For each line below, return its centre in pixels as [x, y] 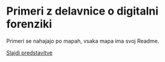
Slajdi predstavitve [29, 52]
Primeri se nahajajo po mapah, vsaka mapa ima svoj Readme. [83, 41]
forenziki [29, 24]
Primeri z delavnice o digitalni [82, 11]
